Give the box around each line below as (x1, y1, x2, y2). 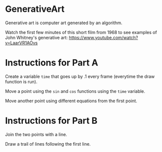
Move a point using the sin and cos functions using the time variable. (5, 88, 146, 94)
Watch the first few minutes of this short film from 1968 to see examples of (5, 29, 157, 35)
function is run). (5, 78, 38, 84)
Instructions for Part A (5, 57, 98, 69)
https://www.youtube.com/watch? (69, 35, 138, 40)
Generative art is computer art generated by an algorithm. (5, 20, 122, 26)
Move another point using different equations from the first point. (5, 98, 137, 104)
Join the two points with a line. (5, 131, 68, 137)
